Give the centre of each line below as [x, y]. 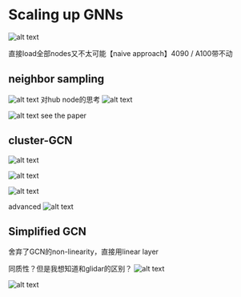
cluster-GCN [40, 140]
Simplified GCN [47, 231]
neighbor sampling [56, 79]
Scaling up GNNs [66, 15]
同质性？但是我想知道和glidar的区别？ [70, 269]
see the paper [63, 115]
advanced [25, 207]
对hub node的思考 [70, 99]
